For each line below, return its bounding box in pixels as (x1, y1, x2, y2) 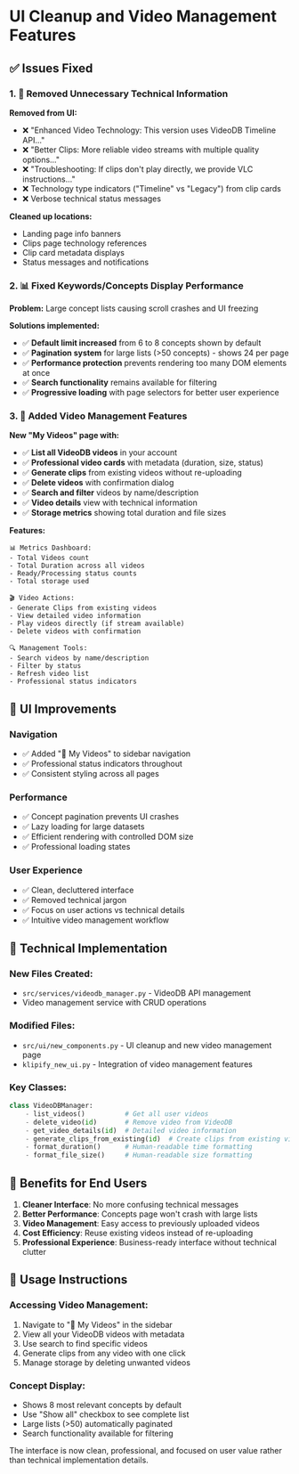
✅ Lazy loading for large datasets (21, 821, 145, 832)
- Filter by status (9, 662, 82, 671)
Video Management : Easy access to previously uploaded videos (21, 1217, 260, 1228)
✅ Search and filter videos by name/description (21, 487, 198, 498)
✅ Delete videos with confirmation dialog (21, 477, 174, 488)
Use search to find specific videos (21, 1338, 149, 1348)
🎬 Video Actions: (9, 594, 76, 603)
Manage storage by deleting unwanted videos (21, 1356, 191, 1368)
